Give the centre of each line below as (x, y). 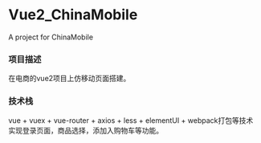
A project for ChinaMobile (51, 37)
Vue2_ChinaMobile (73, 15)
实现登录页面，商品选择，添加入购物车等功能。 (86, 130)
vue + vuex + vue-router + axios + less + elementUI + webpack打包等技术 (131, 120)
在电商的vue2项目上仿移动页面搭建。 (69, 79)
